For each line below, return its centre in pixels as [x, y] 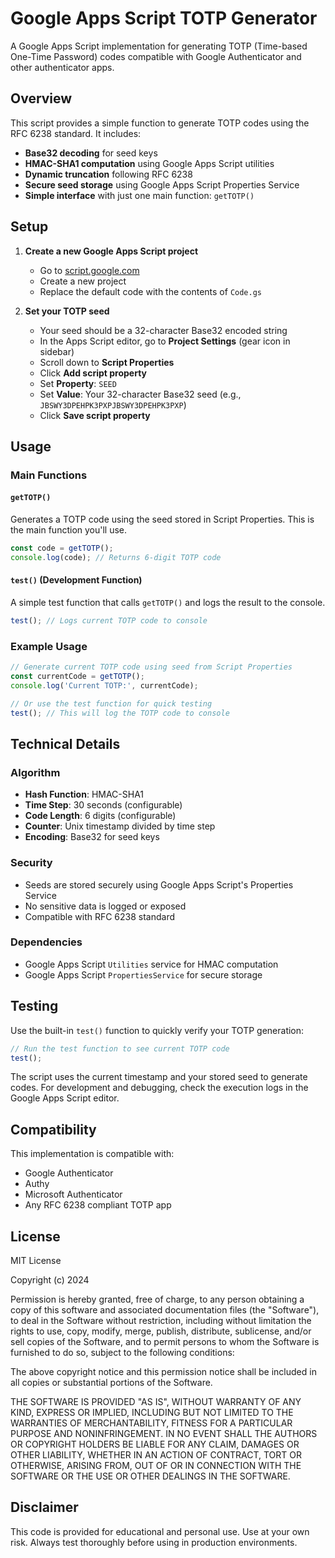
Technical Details [65, 743]
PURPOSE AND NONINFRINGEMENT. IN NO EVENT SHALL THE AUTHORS [164, 1434]
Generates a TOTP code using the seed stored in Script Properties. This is [162, 519]
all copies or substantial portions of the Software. [111, 1383]
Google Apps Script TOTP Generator [164, 18]
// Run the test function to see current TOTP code [120, 1048]
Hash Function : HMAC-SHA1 [84, 794]
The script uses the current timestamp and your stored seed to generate [159, 1077]
